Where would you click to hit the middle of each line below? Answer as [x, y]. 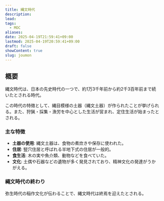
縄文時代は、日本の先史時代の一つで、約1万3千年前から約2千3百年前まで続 [81, 89]
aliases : [14, 32]
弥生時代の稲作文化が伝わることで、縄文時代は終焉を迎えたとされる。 [76, 193]
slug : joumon [18, 55]
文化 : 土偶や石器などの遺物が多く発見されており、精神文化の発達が [80, 162]
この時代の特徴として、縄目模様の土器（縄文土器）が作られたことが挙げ [78, 105]
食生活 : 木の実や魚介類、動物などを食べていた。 [60, 155]
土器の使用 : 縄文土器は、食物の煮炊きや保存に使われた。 [69, 143]
